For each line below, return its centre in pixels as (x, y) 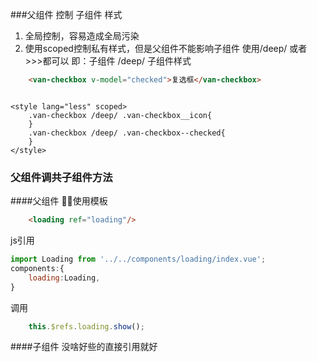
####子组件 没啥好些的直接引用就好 (84, 347)
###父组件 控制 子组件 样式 (66, 14)
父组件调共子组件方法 (61, 177)
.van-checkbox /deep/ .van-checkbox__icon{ (120, 115)
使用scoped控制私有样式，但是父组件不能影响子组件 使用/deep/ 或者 (166, 48)
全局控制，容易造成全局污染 (82, 36)
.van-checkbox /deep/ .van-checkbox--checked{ (127, 133)
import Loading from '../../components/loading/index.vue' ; (138, 259)
